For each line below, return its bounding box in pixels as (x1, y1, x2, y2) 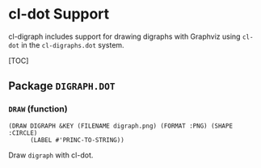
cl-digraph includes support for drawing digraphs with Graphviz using (8, 31, 241, 41)
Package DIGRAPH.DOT (8, 79, 116, 93)
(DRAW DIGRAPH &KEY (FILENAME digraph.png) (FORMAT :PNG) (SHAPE (8, 122, 233, 130)
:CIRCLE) (8, 128, 38, 137)
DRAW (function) (8, 103, 68, 115)
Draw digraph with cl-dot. (8, 150, 94, 160)
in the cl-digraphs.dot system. (21, 40, 124, 49)
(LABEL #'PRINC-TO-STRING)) (29, 136, 125, 144)
